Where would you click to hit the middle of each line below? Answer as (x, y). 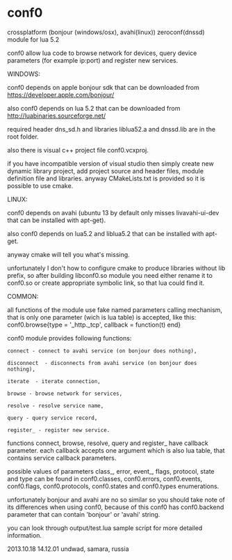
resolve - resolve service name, (56, 405)
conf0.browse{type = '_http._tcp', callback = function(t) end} (94, 325)
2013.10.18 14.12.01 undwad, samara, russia (68, 549)
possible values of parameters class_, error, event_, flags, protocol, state (111, 471)
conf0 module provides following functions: (69, 338)
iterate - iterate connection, (54, 381)
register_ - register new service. (59, 430)
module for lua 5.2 (33, 39)
